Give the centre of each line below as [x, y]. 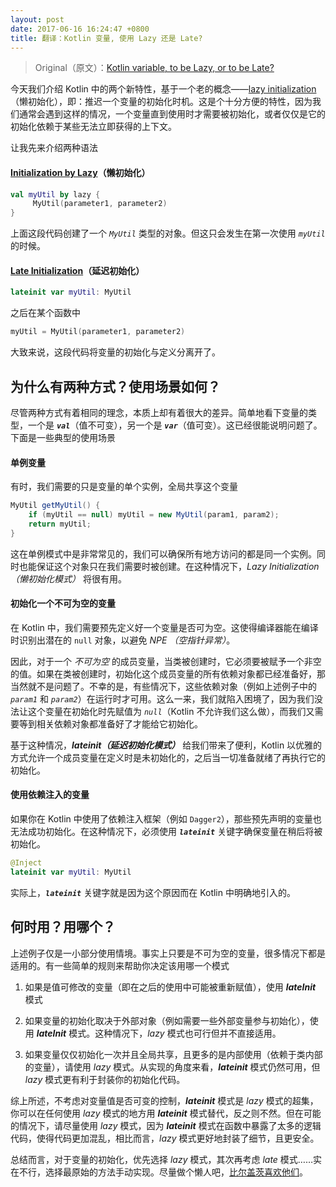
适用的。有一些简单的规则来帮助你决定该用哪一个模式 [120, 965]
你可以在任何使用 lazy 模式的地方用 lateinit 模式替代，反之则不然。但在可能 [166, 1113]
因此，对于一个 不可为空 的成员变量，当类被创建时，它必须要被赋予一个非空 [166, 661]
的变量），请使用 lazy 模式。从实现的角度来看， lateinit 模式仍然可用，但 [172, 1067]
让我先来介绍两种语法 [54, 148]
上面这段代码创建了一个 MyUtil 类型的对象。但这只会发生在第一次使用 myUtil [168, 233]
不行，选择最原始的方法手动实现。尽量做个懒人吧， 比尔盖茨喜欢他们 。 [163, 1172]
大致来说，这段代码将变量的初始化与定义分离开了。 [115, 352]
